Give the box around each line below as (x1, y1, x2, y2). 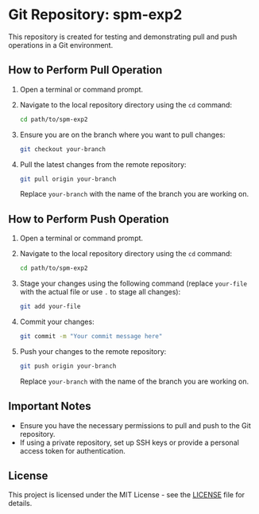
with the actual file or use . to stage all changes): (19, 287, 181, 297)
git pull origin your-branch (19, 175, 117, 183)
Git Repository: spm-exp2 (8, 6, 183, 24)
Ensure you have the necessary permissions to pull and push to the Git (19, 420, 252, 430)
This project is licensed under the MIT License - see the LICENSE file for (8, 490, 245, 500)
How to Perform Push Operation (8, 212, 169, 226)
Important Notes (8, 399, 91, 413)
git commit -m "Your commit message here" (19, 332, 163, 340)
